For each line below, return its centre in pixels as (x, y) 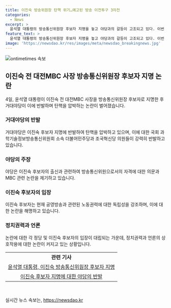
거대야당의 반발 (23, 120)
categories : (18, 15)
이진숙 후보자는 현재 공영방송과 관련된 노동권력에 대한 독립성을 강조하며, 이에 (82, 205)
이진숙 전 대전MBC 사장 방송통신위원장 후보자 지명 (80, 76)
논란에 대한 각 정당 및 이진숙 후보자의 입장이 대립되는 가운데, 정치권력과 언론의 (83, 237)
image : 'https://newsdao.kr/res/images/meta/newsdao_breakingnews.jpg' (83, 43)
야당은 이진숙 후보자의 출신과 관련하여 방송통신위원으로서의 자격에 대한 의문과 (82, 171)
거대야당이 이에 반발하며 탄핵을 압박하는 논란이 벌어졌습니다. (65, 105)
